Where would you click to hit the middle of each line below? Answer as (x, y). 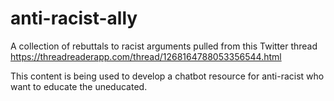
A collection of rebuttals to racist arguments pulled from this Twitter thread (164, 46)
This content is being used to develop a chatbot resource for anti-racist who (167, 76)
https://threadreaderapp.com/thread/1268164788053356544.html (146, 56)
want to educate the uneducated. (79, 86)
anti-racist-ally (74, 18)
